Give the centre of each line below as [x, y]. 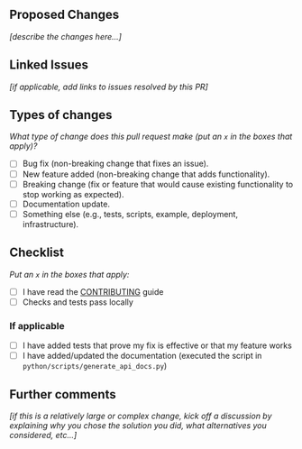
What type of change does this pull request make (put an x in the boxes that [151, 137]
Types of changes [61, 115]
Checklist [37, 253]
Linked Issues [49, 65]
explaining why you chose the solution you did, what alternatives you [138, 425]
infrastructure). [50, 224]
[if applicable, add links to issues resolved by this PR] [109, 87]
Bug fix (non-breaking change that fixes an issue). [115, 164]
